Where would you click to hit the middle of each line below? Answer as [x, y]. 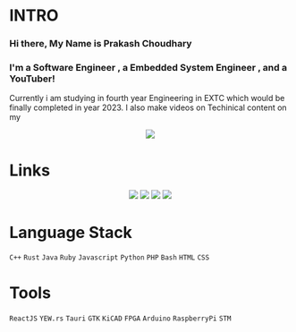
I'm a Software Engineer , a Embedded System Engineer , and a [148, 68]
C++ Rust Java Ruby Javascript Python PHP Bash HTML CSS [110, 258]
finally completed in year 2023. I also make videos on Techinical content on [148, 107]
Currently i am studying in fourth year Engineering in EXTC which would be [147, 98]
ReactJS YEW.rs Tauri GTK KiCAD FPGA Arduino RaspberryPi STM [120, 319]
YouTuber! [32, 79]
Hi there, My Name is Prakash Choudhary [101, 44]
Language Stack [71, 232]
